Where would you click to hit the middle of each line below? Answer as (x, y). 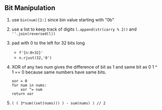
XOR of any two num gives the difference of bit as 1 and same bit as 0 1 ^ (84, 67)
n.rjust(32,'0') (35, 58)
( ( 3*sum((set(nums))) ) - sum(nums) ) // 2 (58, 103)
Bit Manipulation (30, 8)
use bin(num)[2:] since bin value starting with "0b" (63, 19)
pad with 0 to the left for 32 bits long (48, 43)
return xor (23, 94)
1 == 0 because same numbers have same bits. (59, 72)
